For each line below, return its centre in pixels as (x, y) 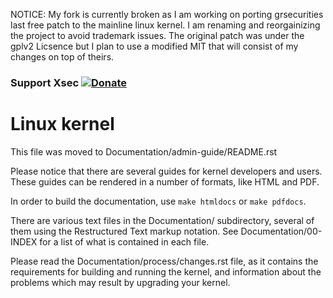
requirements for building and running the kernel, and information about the (166, 271)
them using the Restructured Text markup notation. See (124, 231)
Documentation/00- (281, 231)
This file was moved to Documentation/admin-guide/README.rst (144, 151)
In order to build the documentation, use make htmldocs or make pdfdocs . (158, 201)
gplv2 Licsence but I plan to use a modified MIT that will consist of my (154, 46)
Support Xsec (45, 82)
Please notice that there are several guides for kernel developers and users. (166, 171)
